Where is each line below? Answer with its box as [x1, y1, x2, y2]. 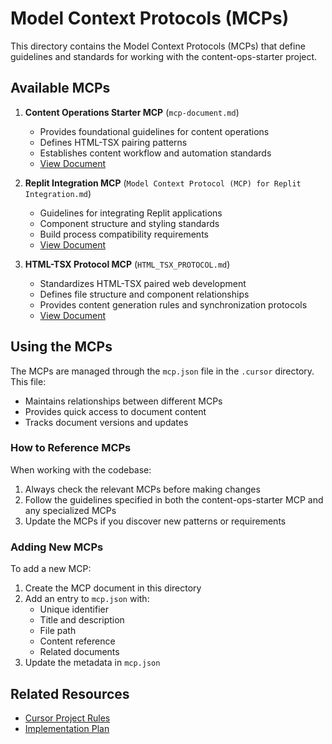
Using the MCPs [10, 338, 113, 356]
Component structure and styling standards [39, 217, 220, 229]
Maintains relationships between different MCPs [24, 395, 223, 407]
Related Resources [10, 685, 130, 702]
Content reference [39, 635, 116, 647]
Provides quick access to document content [24, 405, 207, 417]
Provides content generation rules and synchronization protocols [39, 298, 308, 311]
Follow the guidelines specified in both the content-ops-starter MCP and [24, 493, 324, 506]
